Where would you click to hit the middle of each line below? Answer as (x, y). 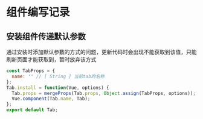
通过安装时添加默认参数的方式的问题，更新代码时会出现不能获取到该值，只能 (101, 52)
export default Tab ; (32, 110)
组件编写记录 (38, 12)
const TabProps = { (31, 71)
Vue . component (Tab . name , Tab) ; (51, 99)
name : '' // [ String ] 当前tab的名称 (58, 76)
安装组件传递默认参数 (46, 36)
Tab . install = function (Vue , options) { (58, 88)
